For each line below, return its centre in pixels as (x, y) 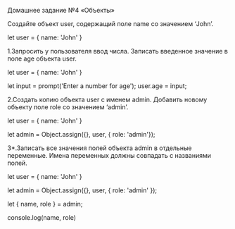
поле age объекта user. (42, 58)
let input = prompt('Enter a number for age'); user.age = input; (97, 86)
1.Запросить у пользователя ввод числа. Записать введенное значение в (118, 51)
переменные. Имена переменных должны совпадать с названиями (109, 155)
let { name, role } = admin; (45, 204)
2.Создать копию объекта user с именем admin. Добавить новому (107, 99)
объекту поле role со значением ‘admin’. (68, 107)
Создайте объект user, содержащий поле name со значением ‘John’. (110, 24)
